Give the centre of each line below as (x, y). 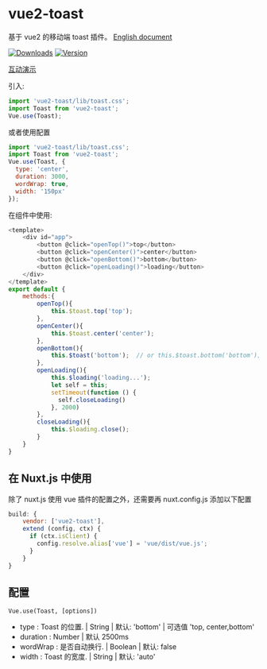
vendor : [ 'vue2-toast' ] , (64, 521)
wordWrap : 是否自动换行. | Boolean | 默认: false (98, 647)
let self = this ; (79, 385)
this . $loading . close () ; (90, 430)
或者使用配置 (29, 132)
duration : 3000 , (42, 177)
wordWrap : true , (42, 184)
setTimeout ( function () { (93, 393)
